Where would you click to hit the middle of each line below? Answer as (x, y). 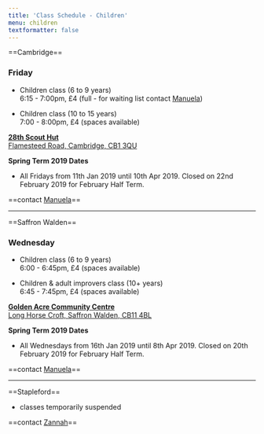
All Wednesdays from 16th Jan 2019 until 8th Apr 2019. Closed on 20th (134, 345)
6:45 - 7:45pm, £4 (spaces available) (79, 291)
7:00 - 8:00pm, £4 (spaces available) (79, 122)
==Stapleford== (34, 392)
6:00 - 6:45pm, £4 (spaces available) (80, 267)
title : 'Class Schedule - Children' (68, 15)
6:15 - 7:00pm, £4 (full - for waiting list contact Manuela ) (111, 98)
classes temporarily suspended (70, 406)
